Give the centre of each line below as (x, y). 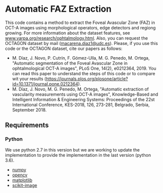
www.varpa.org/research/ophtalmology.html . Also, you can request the (76, 38)
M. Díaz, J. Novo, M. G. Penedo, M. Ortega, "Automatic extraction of (80, 89)
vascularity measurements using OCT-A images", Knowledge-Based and (85, 94)
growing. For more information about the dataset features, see (68, 33)
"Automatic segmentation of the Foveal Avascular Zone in (70, 63)
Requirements (27, 125)
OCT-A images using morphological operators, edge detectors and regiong (81, 27)
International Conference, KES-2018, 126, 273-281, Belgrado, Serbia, (81, 105)
